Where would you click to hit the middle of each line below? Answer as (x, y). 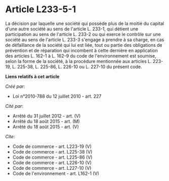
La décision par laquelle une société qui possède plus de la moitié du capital (85, 23)
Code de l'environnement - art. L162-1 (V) (56, 173)
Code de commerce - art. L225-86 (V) (52, 157)
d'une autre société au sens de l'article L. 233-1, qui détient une (72, 28)
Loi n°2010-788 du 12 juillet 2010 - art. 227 (57, 96)
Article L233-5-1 (41, 9)
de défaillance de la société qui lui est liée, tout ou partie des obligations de (84, 45)
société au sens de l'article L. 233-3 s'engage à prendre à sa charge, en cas (85, 40)
